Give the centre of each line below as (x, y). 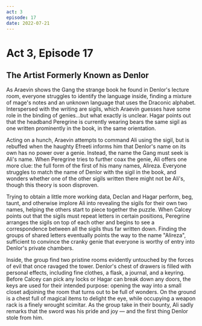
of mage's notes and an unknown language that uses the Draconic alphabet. (101, 103)
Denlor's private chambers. (40, 248)
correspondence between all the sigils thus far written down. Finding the (96, 229)
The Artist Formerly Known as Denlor (77, 75)
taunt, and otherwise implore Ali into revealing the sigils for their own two (97, 203)
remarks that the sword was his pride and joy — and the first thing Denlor (97, 311)
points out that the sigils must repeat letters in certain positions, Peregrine (98, 216)
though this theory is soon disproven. (52, 185)
